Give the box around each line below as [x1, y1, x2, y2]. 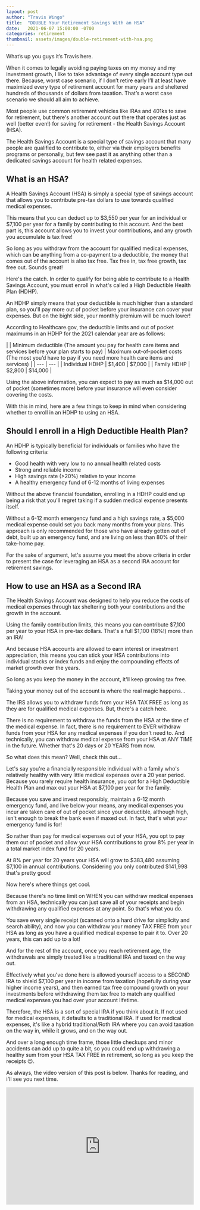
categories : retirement [6, 31, 65, 37]
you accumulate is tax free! [6, 233, 73, 240]
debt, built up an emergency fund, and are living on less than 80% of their [6, 534, 187, 541]
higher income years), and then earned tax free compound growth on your [6, 984, 189, 991]
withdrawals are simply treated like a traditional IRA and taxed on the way [6, 953, 186, 960]
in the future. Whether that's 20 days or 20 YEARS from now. [6, 742, 156, 749]
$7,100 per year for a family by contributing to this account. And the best [6, 220, 183, 227]
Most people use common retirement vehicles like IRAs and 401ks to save [6, 108, 187, 114]
